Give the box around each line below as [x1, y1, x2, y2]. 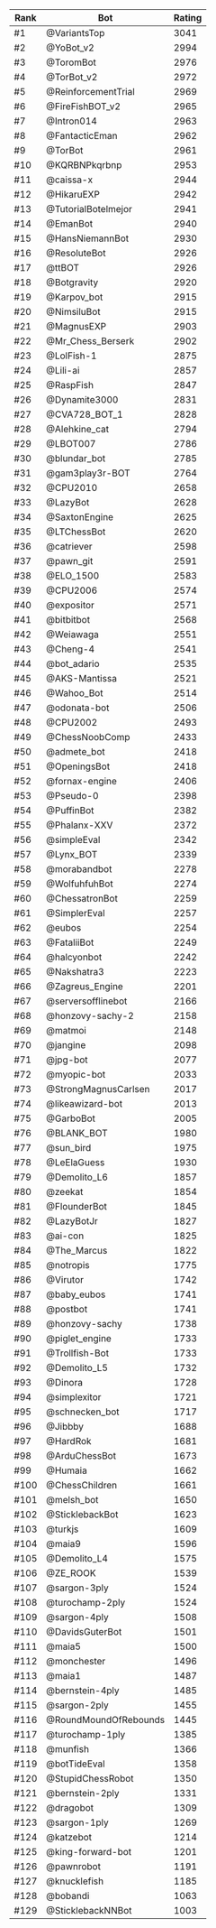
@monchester [46, 1655, 106, 1667]
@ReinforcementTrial [46, 86, 135, 97]
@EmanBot [46, 218, 94, 229]
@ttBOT [46, 262, 79, 273]
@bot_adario [46, 658, 101, 670]
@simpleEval [46, 834, 101, 846]
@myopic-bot [46, 1069, 106, 1080]
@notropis [46, 1259, 90, 1271]
